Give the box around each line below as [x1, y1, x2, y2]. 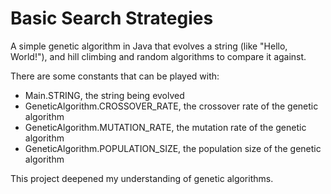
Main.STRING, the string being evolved [24, 89, 185, 101]
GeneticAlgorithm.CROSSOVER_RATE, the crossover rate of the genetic [24, 100, 319, 112]
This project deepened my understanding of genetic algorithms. [10, 172, 274, 184]
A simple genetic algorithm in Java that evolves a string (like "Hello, [10, 40, 288, 52]
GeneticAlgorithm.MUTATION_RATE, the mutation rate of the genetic [24, 121, 307, 133]
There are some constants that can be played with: [10, 70, 220, 82]
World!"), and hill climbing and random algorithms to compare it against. [10, 50, 307, 62]
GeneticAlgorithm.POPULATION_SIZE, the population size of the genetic [24, 142, 322, 154]
